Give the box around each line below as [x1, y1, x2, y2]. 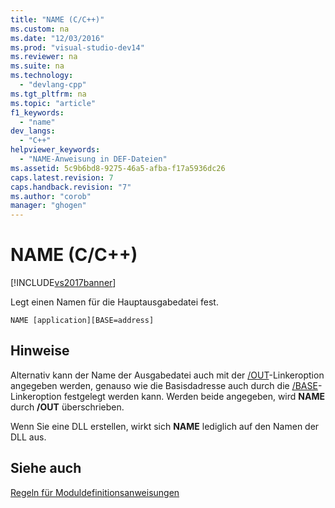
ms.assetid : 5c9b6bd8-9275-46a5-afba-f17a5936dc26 [10, 163, 226, 173]
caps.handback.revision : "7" [10, 182, 132, 192]
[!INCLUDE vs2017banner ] [10, 277, 117, 289]
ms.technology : [10, 71, 74, 81]
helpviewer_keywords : [10, 145, 101, 155]
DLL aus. [10, 431, 47, 443]
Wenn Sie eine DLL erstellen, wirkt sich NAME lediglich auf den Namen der [10, 420, 320, 432]
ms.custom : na [10, 24, 70, 34]
